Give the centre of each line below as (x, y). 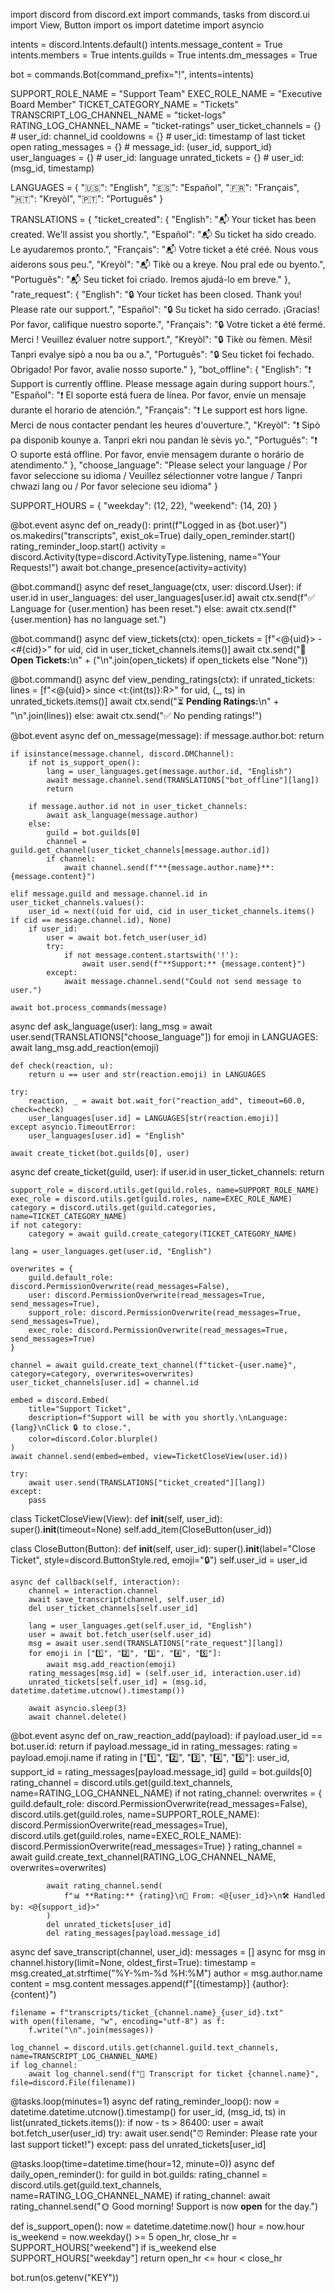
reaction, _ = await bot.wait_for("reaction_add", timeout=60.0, (167, 1101)
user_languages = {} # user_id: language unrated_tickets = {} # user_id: (157, 157)
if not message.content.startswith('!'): (151, 955)
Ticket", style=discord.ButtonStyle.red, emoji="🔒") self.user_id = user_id (159, 1560)
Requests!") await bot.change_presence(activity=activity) (128, 567)
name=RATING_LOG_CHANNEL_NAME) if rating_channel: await (140, 2195)
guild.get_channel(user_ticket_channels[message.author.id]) (140, 850)
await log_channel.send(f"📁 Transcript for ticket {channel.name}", (174, 2074)
